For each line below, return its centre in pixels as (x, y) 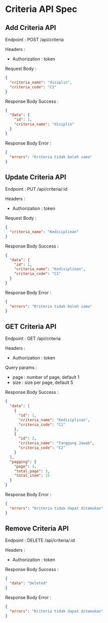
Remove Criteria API (37, 528)
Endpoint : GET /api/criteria (33, 338)
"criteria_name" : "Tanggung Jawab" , (56, 443)
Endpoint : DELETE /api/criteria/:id (40, 541)
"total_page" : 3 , (32, 471)
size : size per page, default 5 (43, 382)
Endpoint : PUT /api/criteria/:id (36, 189)
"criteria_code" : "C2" (42, 448)
